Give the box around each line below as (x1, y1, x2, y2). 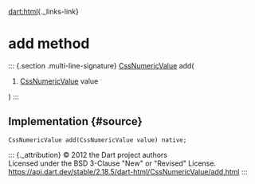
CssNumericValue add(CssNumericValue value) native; (8, 135, 187, 144)
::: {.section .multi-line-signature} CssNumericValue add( (8, 61, 194, 70)
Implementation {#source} (8, 115, 143, 128)
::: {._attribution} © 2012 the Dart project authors (8, 150, 167, 159)
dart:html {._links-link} (8, 7, 80, 16)
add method (8, 35, 90, 53)
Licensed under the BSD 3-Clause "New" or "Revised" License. (8, 159, 217, 168)
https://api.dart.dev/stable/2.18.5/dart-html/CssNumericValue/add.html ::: (8, 166, 249, 176)
